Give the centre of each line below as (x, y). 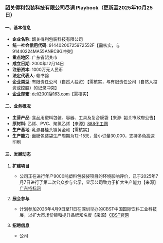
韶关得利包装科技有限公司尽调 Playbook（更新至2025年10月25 (79, 7)
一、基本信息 (18, 27)
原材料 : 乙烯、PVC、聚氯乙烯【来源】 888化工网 (60, 124)
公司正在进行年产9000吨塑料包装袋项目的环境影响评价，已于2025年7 (89, 176)
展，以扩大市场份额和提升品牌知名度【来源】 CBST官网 (74, 215)
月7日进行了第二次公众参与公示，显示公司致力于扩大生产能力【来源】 (89, 182)
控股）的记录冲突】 (40, 88)
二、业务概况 (18, 106)
